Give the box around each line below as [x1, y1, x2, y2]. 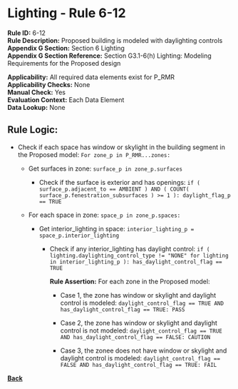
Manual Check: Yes [7, 88, 66, 96]
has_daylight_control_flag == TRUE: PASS [60, 305, 185, 313]
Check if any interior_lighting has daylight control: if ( [49, 244, 210, 253]
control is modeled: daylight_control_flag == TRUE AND [60, 298, 224, 307]
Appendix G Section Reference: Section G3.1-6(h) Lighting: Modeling [7, 51, 212, 60]
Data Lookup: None [7, 103, 66, 111]
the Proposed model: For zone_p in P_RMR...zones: [17, 150, 171, 158]
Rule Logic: [7, 123, 58, 136]
